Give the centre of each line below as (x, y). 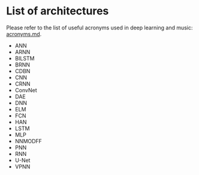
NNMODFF (28, 141)
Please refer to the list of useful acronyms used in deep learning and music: (99, 28)
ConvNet (26, 90)
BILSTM (25, 58)
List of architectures (58, 11)
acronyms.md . (24, 34)
